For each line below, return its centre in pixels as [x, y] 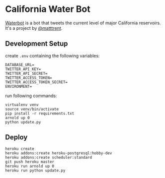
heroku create [20, 149]
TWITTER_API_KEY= [23, 69]
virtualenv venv [22, 105]
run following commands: [31, 96]
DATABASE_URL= [20, 65]
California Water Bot [48, 9]
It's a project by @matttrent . [34, 28]
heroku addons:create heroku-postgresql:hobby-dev [59, 153]
